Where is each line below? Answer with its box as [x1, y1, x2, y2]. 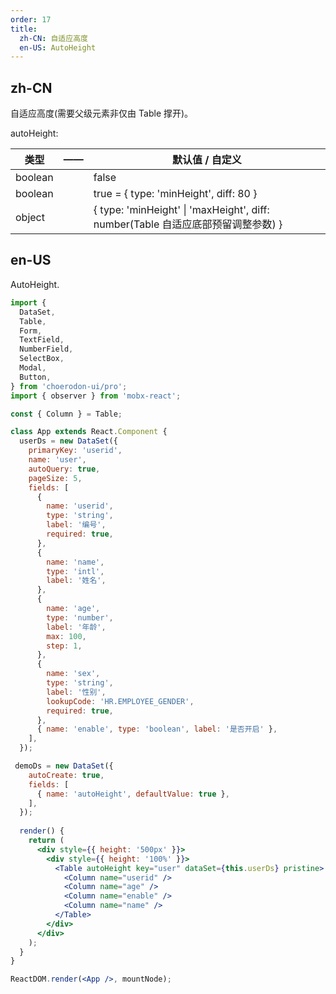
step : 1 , [46, 641, 83, 651]
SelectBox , [19, 354, 65, 364]
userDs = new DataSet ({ [19, 436, 118, 446]
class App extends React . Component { [10, 427, 168, 437]
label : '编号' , [46, 520, 107, 530]
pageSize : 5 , [28, 473, 83, 483]
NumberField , [19, 344, 74, 355]
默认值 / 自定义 [171, 153, 242, 167]
